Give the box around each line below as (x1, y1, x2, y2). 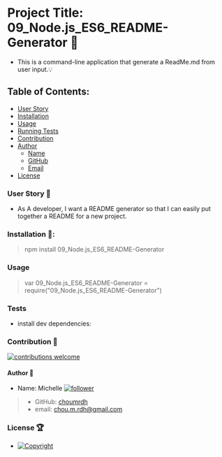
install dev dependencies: (17, 319, 92, 328)
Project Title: (7, 5, 84, 21)
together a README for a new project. (17, 212, 127, 221)
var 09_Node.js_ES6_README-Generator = (24, 278, 149, 287)
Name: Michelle (17, 384, 63, 393)
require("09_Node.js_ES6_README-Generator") (24, 286, 163, 294)
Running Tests (17, 126, 59, 135)
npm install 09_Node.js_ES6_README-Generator (24, 245, 165, 254)
